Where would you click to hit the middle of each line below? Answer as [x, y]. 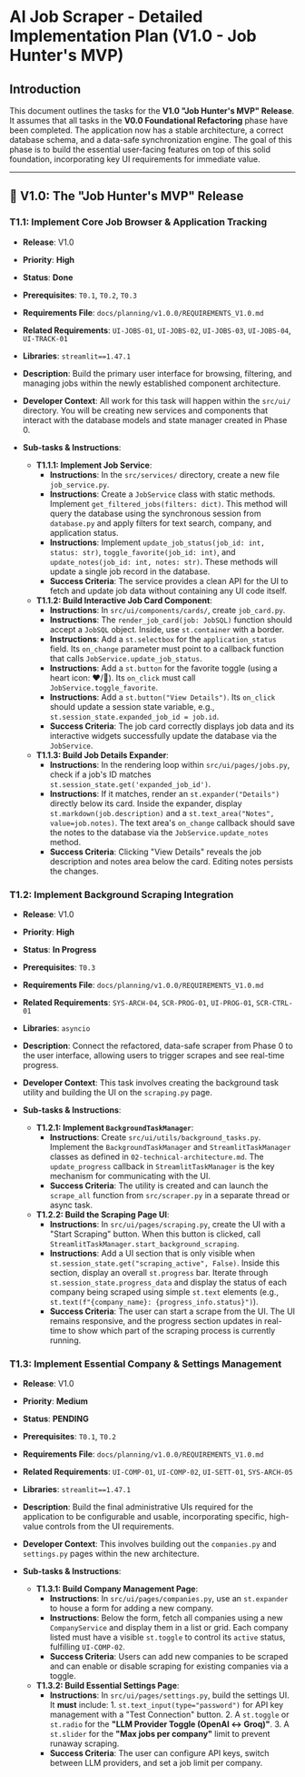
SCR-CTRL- [274, 1003]
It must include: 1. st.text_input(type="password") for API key [167, 1705]
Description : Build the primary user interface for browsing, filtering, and [157, 373]
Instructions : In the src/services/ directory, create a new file [164, 474]
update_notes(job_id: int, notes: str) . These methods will [164, 561]
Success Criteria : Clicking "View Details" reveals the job [155, 852]
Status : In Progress [59, 949]
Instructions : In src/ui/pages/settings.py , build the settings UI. [170, 1695]
